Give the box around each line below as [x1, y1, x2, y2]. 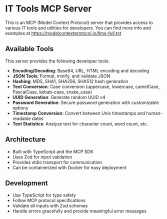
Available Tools [5, 44, 54, 53]
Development [5, 178, 48, 187]
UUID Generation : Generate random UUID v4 [12, 94, 106, 100]
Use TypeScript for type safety [12, 192, 76, 198]
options [12, 104, 28, 110]
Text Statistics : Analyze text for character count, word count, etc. [12, 120, 148, 126]
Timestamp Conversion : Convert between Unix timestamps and [12, 110, 145, 116]
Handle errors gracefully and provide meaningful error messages [12, 208, 146, 214]
